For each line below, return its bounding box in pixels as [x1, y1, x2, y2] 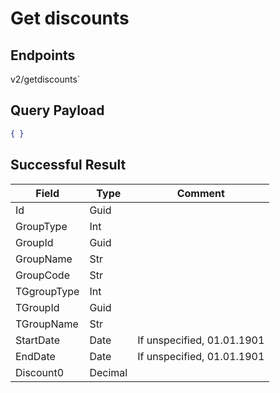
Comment [176, 186, 225, 200]
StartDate [15, 333, 61, 347]
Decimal [89, 365, 128, 379]
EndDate [15, 349, 56, 363]
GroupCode [15, 268, 70, 282]
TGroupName [15, 317, 79, 331]
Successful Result [10, 157, 127, 174]
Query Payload [10, 102, 105, 119]
